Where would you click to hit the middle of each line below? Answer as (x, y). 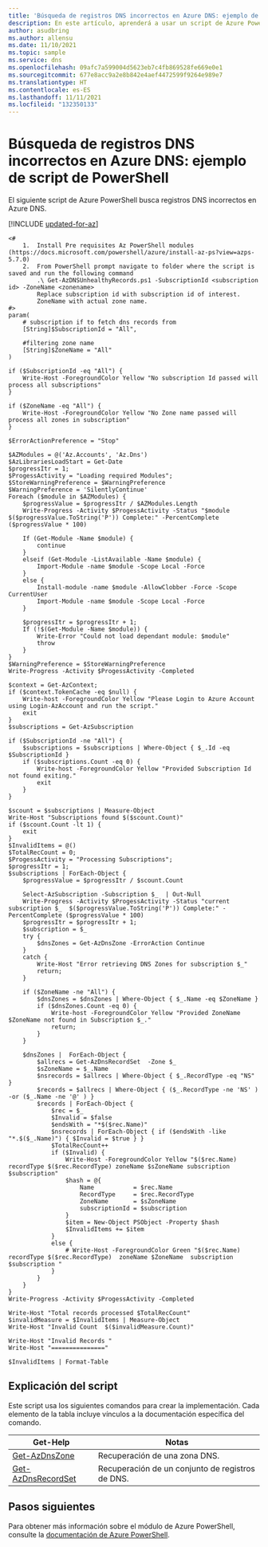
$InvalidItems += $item (105, 1230)
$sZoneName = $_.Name (73, 1069)
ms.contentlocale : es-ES (49, 90)
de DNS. (114, 1478)
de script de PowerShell (89, 178)
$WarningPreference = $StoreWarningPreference (87, 664)
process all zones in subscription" (69, 420)
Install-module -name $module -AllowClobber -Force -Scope (137, 588)
